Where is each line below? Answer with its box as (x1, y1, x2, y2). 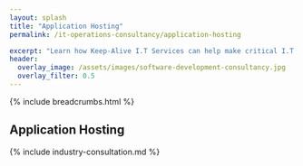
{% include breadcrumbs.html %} (9, 96, 134, 106)
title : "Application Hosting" (9, 22, 124, 31)
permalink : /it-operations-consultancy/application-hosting (9, 30, 242, 39)
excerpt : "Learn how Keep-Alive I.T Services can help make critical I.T (9, 46, 295, 55)
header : (9, 55, 39, 64)
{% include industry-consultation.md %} (9, 146, 161, 157)
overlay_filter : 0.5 (17, 71, 95, 81)
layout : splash (9, 13, 67, 23)
